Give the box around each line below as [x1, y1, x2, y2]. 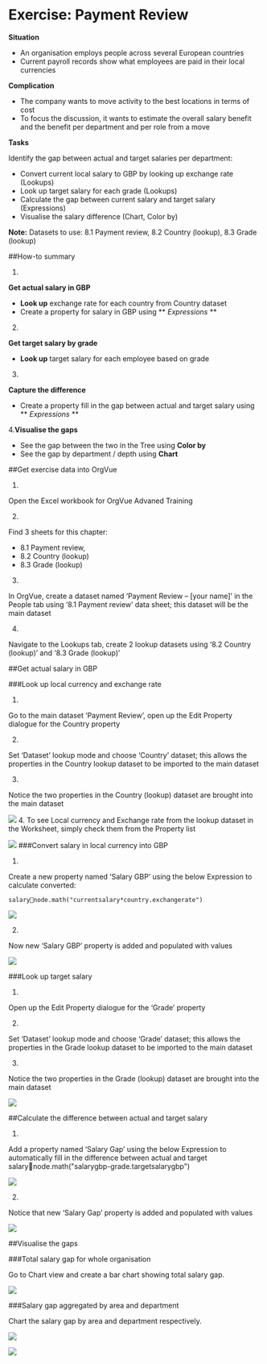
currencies [19, 64, 56, 74]
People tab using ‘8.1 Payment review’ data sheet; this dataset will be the [8, 599, 249, 609]
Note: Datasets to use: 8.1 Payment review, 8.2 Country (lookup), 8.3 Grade [8, 227, 257, 237]
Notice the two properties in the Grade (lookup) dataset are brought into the [8, 1074, 260, 1083]
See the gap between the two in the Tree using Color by [19, 440, 207, 450]
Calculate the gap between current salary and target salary [19, 194, 216, 204]
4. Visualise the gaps [8, 425, 78, 435]
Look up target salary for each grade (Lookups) [19, 185, 178, 195]
